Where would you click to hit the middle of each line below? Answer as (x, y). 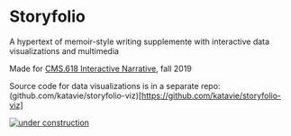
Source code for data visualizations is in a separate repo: (115, 86)
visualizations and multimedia (64, 50)
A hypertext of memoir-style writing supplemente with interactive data (140, 41)
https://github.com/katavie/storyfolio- (211, 95)
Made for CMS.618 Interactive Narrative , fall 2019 (100, 68)
